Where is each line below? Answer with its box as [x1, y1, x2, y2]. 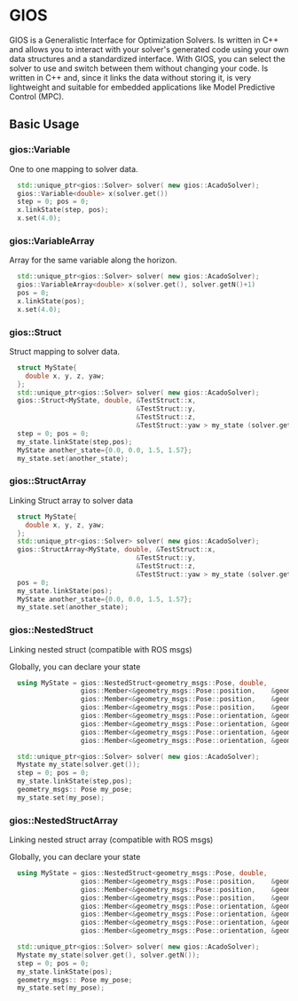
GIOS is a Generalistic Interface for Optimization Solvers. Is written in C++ [9, 35, 279, 45]
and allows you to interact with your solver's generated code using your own [9, 43, 289, 54]
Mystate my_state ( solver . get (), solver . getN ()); [17, 950, 200, 959]
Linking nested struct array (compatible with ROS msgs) [9, 834, 214, 845]
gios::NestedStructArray [9, 814, 118, 826]
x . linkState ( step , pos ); [17, 206, 109, 215]
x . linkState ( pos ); [17, 296, 86, 306]
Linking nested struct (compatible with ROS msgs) [9, 644, 192, 654]
